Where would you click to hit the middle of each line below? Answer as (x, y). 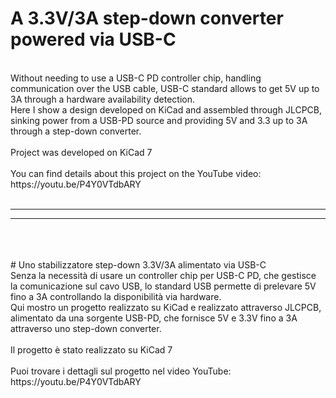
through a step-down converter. (76, 131)
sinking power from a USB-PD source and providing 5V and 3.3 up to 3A (159, 120)
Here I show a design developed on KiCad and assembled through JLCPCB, (166, 109)
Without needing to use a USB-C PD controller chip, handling (136, 78)
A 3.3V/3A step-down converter (147, 18)
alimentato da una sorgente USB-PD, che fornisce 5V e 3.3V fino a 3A (154, 318)
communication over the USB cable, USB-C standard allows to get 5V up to (165, 88)
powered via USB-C (93, 39)
